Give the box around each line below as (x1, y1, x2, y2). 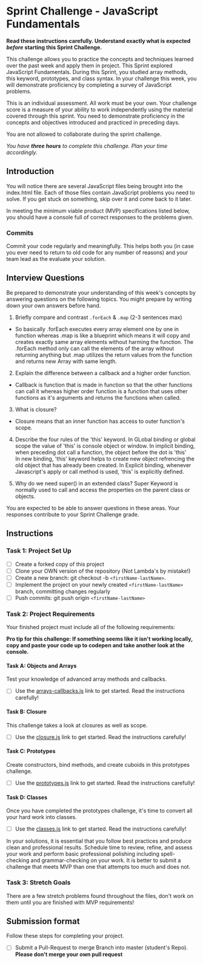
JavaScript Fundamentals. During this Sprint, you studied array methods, (6, 68, 188, 75)
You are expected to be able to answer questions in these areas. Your (6, 504, 180, 511)
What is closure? (15, 405, 57, 413)
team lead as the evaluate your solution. (6, 255, 106, 263)
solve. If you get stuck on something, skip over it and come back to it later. (6, 195, 192, 203)
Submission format (6, 916, 80, 926)
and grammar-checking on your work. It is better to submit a (30, 857, 181, 864)
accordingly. (6, 149, 38, 156)
